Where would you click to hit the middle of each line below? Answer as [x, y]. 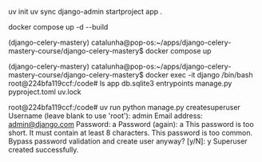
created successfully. [44, 150]
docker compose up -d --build [58, 27]
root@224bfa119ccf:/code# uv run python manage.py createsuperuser [125, 107]
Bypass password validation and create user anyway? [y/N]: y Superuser [128, 141]
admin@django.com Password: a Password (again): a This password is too [131, 124]
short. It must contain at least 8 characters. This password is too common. [131, 132]
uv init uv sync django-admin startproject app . [85, 12]
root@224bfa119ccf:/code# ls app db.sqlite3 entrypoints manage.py [120, 83]
